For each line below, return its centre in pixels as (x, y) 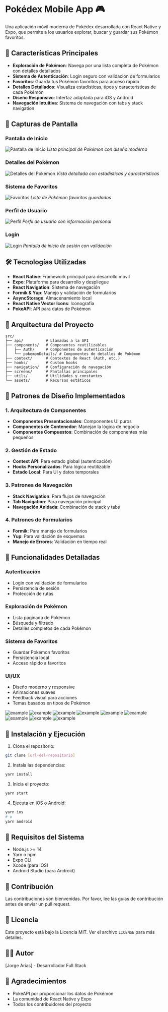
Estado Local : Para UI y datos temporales (56, 472)
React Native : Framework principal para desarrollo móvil (71, 277)
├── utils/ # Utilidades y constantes (54, 376)
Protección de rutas (33, 593)
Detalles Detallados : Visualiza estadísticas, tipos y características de (84, 87)
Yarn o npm (24, 855)
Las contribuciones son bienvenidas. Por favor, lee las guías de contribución (84, 899)
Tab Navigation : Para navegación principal (57, 501)
